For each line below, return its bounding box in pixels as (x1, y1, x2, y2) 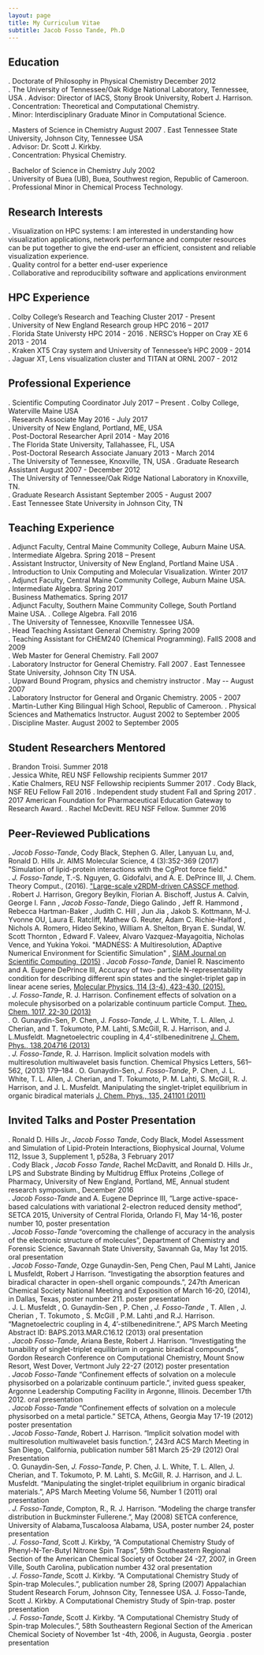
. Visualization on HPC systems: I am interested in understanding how (8, 227, 234, 235)
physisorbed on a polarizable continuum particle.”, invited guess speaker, (8, 1378, 246, 1387)
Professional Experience (8, 376, 132, 391)
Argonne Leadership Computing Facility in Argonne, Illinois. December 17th (8, 1386, 252, 1395)
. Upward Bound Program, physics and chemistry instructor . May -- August (8, 676, 255, 686)
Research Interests (8, 205, 103, 219)
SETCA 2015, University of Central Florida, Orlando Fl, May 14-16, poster (8, 1210, 243, 1219)
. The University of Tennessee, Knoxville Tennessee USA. (8, 617, 195, 627)
